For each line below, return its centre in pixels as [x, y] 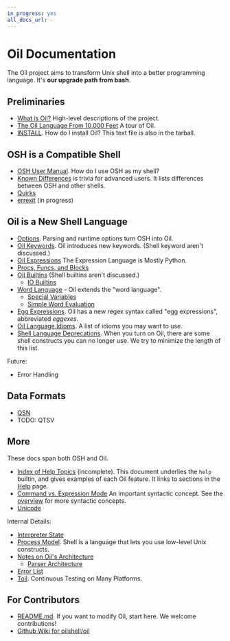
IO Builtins [42, 282]
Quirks [26, 193]
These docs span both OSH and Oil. [58, 458]
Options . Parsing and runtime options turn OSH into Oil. [95, 238]
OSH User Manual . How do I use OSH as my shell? [88, 171]
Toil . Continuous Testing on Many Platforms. [80, 578]
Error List [30, 571]
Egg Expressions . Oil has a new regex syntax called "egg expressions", [117, 311]
